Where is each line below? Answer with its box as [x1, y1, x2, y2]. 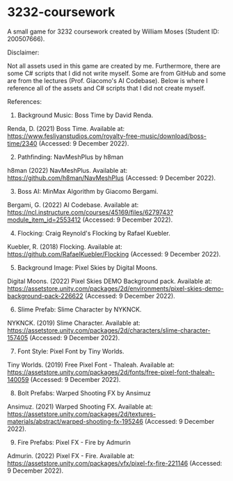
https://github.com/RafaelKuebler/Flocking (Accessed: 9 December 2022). [7, 250, 221, 258]
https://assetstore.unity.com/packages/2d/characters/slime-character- [7, 326, 211, 335]
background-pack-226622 [7, 291, 83, 300]
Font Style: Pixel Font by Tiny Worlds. [17, 346, 124, 356]
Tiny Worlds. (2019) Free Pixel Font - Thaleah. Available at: [7, 360, 175, 369]
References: [7, 97, 42, 105]
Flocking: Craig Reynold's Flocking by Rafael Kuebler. [17, 229, 170, 237]
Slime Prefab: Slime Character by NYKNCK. [17, 305, 142, 314]
